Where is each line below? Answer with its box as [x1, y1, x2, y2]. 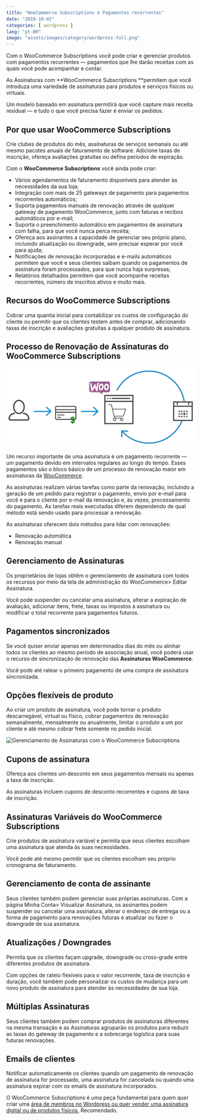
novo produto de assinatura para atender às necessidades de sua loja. [6, 984, 179, 991]
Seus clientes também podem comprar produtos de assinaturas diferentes [6, 1018, 189, 1025]
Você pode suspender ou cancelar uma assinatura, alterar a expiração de [6, 596, 187, 603]
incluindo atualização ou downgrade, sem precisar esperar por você [14, 240, 183, 247]
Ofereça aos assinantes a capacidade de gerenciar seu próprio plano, [14, 234, 187, 241]
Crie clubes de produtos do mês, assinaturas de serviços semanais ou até [6, 140, 189, 147]
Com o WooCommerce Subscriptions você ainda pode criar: [6, 165, 157, 172]
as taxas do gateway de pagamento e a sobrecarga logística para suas [6, 1030, 180, 1037]
